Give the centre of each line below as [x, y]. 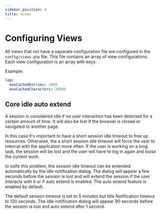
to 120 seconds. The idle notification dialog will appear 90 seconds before [79, 201]
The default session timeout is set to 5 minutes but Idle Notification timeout [80, 196]
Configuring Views [44, 38]
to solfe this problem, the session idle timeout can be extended [68, 166]
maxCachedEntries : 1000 [33, 85]
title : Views [18, 14]
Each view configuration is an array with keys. [51, 62]
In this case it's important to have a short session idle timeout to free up [77, 136]
